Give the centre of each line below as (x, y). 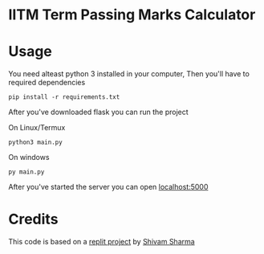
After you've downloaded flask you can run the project (98, 112)
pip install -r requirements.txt (64, 97)
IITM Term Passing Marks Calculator (132, 15)
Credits (33, 219)
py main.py (26, 172)
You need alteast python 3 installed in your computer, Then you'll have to (129, 74)
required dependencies (47, 83)
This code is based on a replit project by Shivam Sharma (102, 242)
